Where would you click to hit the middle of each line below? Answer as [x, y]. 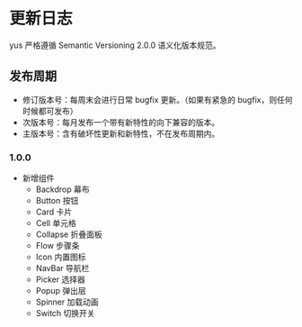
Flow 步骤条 [58, 246]
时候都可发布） [50, 111]
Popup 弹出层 [61, 291]
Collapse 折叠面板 [69, 234]
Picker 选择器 [60, 279]
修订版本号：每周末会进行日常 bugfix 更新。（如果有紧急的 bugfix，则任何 [157, 99]
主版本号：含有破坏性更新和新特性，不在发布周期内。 [121, 133]
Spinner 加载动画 [67, 302]
